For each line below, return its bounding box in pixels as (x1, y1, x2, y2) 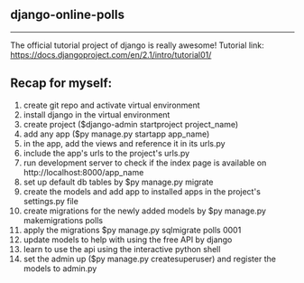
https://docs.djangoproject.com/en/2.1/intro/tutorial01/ (10, 49, 212, 60)
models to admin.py (23, 262, 97, 274)
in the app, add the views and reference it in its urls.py (23, 137, 226, 148)
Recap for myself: (10, 76, 113, 91)
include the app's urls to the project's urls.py (23, 147, 190, 158)
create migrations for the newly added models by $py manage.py (23, 205, 267, 216)
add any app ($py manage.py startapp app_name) (23, 128, 210, 139)
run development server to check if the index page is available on (23, 157, 267, 168)
